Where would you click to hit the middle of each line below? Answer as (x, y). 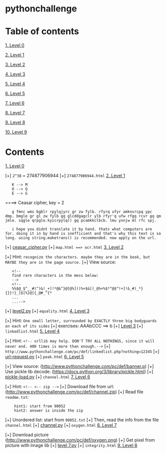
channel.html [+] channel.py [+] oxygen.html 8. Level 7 (61, 425)
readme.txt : (17, 397)
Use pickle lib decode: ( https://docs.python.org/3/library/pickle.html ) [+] (79, 372)
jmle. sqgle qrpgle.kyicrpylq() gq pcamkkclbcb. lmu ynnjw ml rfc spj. (81, 221)
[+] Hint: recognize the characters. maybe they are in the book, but (78, 257)
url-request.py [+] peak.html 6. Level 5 (45, 357)
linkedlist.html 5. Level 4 (33, 331)
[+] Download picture (27, 435)
